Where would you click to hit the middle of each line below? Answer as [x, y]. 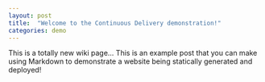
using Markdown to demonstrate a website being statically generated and [130, 61]
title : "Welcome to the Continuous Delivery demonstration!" [115, 23]
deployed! [25, 70]
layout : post [30, 16]
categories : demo [37, 30]
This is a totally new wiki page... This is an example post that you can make [133, 53]
